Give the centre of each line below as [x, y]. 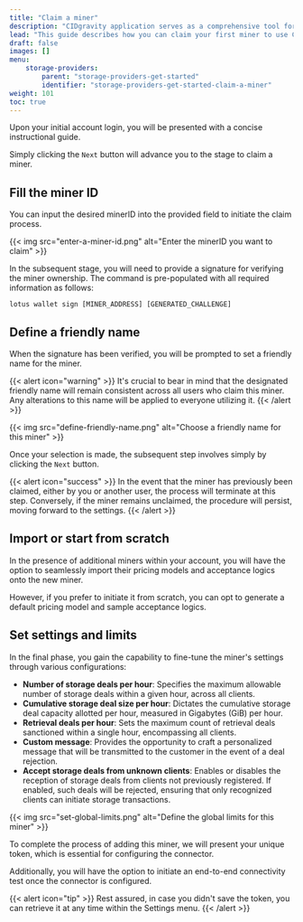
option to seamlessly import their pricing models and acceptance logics [142, 569]
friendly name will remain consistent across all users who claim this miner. [147, 390]
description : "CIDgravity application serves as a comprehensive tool [145, 26]
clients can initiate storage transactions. [96, 799]
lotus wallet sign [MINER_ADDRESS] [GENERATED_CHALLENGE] [120, 305]
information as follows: [52, 288]
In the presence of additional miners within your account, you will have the [147, 560]
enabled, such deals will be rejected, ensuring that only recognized [147, 790]
